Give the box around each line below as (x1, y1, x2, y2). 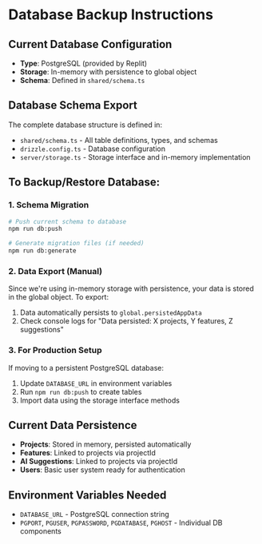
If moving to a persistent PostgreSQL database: (8, 363, 164, 372)
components (19, 526, 62, 536)
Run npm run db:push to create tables (19, 387, 142, 396)
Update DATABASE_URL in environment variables (19, 378, 173, 388)
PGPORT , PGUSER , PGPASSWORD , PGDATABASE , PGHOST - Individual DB (19, 518, 223, 528)
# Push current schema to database (8, 217, 127, 225)
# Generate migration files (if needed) (8, 240, 145, 248)
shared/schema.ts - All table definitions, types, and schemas (19, 135, 218, 145)
